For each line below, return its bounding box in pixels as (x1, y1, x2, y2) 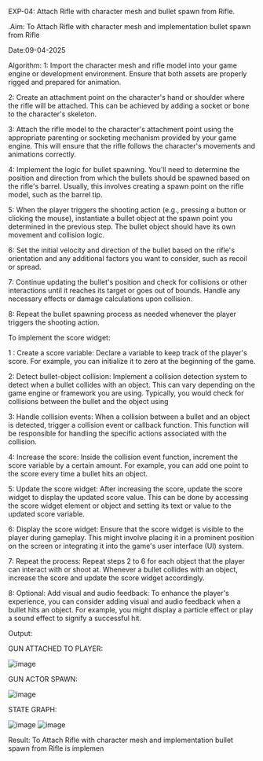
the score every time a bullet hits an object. (8, 469, 148, 478)
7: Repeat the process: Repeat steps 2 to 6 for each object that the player (8, 557, 246, 565)
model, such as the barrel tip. (8, 190, 103, 199)
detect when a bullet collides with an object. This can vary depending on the (8, 380, 255, 389)
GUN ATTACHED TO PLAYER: (8, 644, 104, 653)
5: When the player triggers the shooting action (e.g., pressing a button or (8, 205, 247, 215)
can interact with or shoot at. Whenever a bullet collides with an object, (8, 565, 238, 574)
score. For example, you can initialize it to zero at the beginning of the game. (8, 357, 256, 366)
